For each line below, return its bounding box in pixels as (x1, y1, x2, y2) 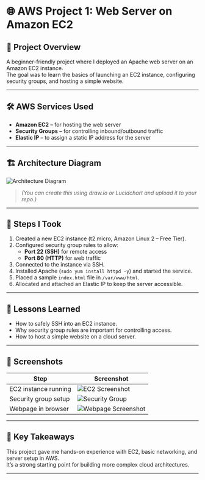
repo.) (21, 195, 37, 202)
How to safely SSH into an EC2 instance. (15, 320, 117, 328)
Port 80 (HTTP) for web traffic (24, 254, 101, 262)
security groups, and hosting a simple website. (6, 77, 124, 85)
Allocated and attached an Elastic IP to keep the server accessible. (15, 281, 183, 288)
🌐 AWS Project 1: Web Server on (6, 4, 173, 18)
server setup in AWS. (6, 454, 60, 462)
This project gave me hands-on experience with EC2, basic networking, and (6, 448, 198, 455)
